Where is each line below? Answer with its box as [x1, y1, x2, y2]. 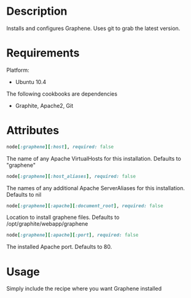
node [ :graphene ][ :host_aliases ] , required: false [6, 173, 136, 179]
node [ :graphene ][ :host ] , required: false [6, 143, 114, 150]
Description [6, 4, 68, 18]
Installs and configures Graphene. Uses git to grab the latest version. [6, 25, 181, 32]
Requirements [6, 46, 80, 60]
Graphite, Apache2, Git [15, 102, 74, 109]
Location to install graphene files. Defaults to [6, 213, 120, 221]
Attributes [6, 124, 60, 137]
